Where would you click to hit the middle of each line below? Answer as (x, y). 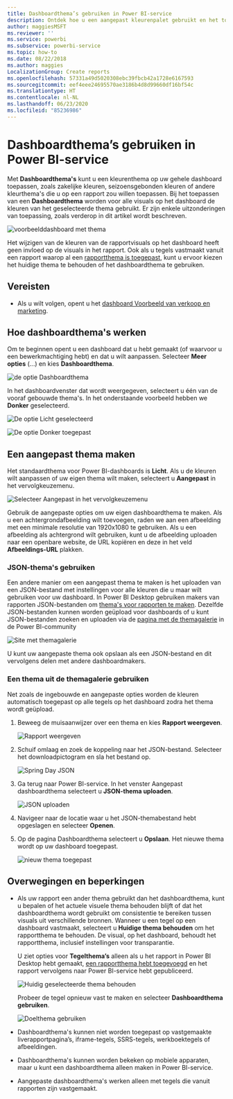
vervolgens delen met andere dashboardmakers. (77, 661)
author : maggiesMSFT (37, 26)
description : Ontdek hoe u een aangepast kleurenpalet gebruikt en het (113, 20)
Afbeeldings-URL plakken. (46, 550)
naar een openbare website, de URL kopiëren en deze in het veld (100, 542)
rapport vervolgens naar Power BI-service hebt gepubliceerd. (105, 971)
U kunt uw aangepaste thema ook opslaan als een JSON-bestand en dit (110, 654)
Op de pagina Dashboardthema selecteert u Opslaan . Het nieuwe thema (120, 839)
